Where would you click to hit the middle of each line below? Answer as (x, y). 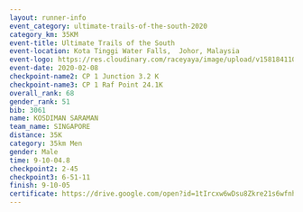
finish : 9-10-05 (40, 186)
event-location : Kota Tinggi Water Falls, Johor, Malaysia (125, 51)
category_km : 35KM (44, 34)
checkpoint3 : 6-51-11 (50, 177)
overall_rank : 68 (42, 93)
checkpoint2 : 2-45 (44, 169)
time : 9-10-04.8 (40, 160)
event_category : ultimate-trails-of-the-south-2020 (108, 26)
